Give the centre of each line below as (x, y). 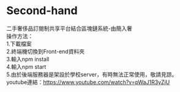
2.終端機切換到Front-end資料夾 (45, 51)
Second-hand (42, 11)
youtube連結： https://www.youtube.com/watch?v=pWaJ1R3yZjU (88, 82)
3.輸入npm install (28, 59)
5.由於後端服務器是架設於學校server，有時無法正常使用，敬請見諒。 (92, 74)
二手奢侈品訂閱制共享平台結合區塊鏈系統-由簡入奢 (69, 28)
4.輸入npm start (26, 67)
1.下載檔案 (19, 44)
